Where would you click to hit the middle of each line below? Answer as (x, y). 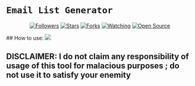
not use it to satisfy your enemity (69, 75)
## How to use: (25, 38)
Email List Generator (59, 10)
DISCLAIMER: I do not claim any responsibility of (97, 57)
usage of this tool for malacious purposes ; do (93, 66)
